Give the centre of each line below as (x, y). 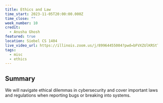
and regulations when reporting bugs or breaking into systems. (68, 95)
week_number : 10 (21, 23)
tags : (10, 50)
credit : (13, 28)
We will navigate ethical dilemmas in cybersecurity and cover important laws (81, 90)
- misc (16, 54)
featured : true (20, 37)
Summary (20, 79)
